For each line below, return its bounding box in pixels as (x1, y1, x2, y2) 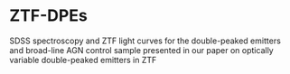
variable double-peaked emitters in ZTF (9, 54, 157, 65)
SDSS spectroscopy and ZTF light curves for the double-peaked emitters (9, 35, 282, 46)
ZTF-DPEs (9, 5, 88, 26)
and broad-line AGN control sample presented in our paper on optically (9, 44, 274, 55)
